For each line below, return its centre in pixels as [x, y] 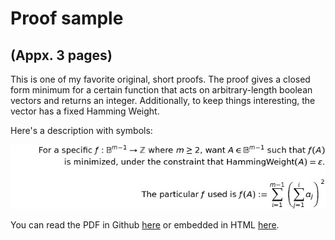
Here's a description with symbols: [81, 130]
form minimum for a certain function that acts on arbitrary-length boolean [161, 90]
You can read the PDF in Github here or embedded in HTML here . [145, 225]
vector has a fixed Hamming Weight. [85, 111]
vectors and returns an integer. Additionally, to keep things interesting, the [163, 100]
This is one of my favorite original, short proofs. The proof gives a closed [160, 79]
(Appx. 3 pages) [61, 55]
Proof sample [67, 18]
